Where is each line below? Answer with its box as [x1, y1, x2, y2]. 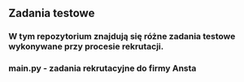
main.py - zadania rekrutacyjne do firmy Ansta [8, 63, 197, 74]
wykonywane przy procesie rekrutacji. [8, 41, 164, 52]
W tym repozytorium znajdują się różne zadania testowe [8, 31, 236, 42]
